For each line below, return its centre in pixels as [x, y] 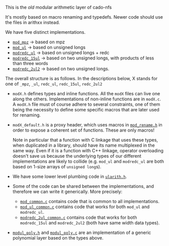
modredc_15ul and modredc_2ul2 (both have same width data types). [90, 223]
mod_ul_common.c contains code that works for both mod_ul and [85, 207]
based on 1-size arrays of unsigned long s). [57, 167]
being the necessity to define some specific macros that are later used [86, 110]
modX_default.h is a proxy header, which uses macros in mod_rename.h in [87, 125]
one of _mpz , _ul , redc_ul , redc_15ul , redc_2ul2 [54, 84]
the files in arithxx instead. [33, 22]
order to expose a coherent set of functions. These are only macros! [83, 130]
